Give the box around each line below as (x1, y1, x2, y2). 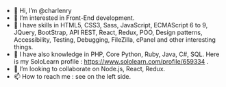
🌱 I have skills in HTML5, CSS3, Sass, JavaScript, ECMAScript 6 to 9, (13, 21, 208, 29)
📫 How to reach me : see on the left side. (13, 73, 131, 80)
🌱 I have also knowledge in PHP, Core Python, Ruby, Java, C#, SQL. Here (13, 50, 220, 58)
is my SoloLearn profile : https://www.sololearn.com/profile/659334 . (13, 58, 209, 65)
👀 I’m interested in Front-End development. (13, 14, 135, 22)
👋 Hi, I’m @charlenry (13, 7, 72, 14)
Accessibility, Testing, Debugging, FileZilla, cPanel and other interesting (13, 36, 216, 44)
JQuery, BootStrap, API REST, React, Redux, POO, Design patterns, (13, 28, 203, 36)
